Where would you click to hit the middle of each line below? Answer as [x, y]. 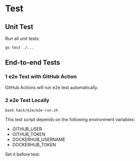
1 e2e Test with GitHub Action [41, 77]
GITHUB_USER [27, 129]
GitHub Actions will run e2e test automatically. [52, 87]
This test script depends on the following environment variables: [70, 119]
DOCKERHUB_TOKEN [34, 145]
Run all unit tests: [23, 38]
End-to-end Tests [33, 63]
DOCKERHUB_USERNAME [39, 139]
